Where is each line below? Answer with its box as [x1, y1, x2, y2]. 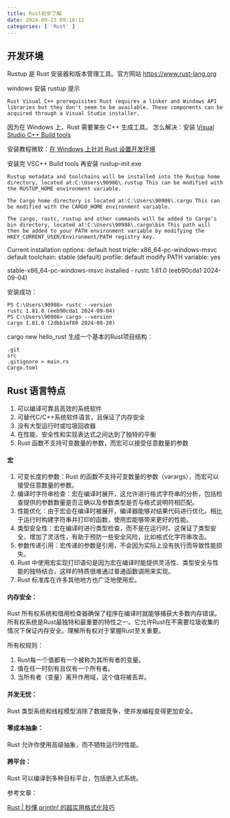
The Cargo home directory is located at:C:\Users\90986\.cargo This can [7, 198, 220, 204]
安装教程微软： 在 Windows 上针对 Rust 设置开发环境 [7, 145, 156, 154]
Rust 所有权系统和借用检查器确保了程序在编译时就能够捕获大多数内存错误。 [7, 609, 221, 618]
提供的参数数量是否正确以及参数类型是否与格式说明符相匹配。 [23, 499, 198, 507]
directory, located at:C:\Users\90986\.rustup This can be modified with [7, 180, 224, 187]
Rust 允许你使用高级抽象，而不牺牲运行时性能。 [7, 740, 143, 748]
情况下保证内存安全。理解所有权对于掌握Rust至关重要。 [7, 627, 165, 635]
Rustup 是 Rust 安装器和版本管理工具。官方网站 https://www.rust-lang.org [7, 70, 217, 78]
